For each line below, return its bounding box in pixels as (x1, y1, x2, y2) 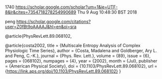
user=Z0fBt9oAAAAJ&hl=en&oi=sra (5, 24, 76, 30)
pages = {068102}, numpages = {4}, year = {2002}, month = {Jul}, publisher (5, 58, 158, 63)
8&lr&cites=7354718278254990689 (5, 9, 76, 15)
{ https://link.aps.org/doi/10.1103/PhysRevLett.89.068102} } (5, 68, 121, 74)
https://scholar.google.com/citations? (16, 19, 91, 24)
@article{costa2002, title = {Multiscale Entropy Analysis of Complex (5, 43, 141, 48)
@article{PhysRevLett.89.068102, (5, 33, 72, 39)
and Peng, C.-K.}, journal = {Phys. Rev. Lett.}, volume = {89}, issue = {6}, (5, 53, 151, 59)
